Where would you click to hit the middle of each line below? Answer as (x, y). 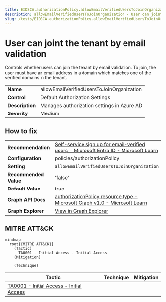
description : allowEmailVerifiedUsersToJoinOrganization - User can (77, 14)
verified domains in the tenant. (36, 78)
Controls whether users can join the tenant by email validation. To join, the (81, 68)
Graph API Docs (27, 200)
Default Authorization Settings (75, 98)
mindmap (13, 240)
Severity (18, 113)
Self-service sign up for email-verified (100, 145)
